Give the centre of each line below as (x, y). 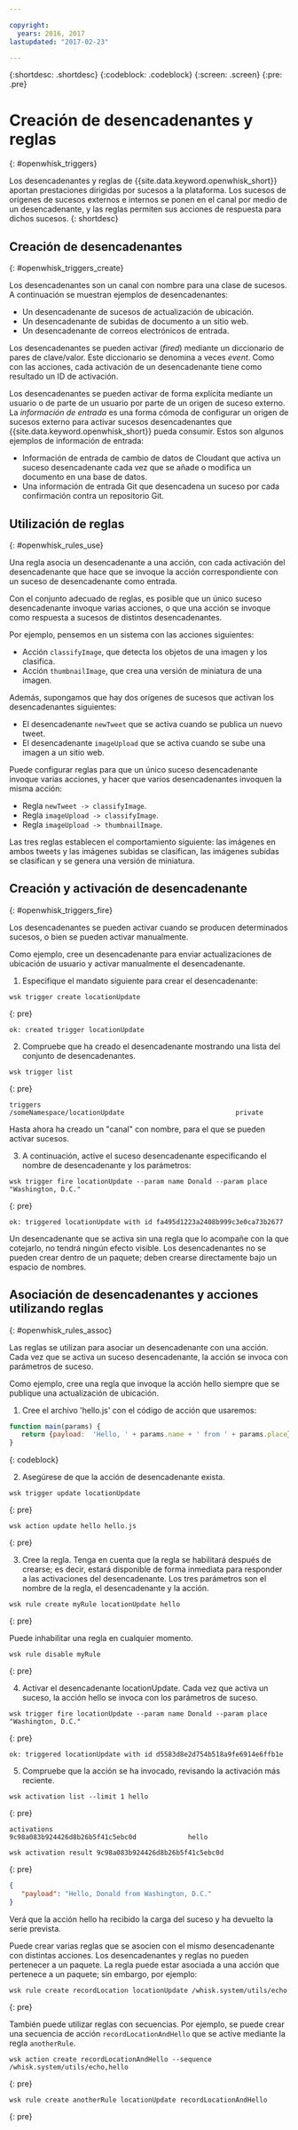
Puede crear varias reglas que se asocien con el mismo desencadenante (142, 1946)
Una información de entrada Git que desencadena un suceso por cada (151, 486)
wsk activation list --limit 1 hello (79, 1797)
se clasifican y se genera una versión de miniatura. (102, 861)
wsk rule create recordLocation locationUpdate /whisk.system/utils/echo (149, 1990)
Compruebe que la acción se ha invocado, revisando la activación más (151, 1771)
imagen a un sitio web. (63, 752)
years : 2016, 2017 (51, 33)
